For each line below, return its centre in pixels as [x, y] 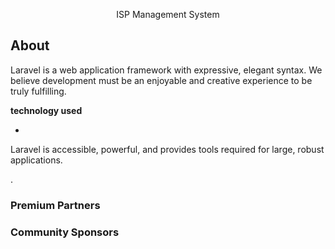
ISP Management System [168, 14]
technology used [46, 110]
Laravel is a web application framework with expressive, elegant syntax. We [166, 70]
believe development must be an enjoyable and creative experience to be [161, 80]
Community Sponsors [65, 232]
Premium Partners [55, 205]
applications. [36, 160]
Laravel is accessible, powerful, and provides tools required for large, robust [167, 149]
